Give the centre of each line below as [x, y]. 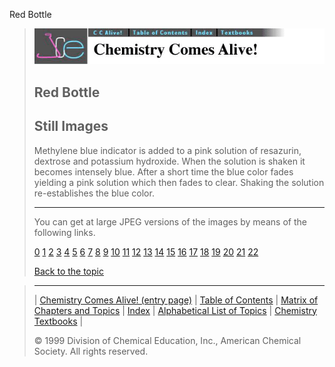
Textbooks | [58, 321]
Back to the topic [68, 271]
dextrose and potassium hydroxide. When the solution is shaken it [169, 161]
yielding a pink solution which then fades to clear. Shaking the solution [179, 182]
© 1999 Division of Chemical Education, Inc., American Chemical [167, 340]
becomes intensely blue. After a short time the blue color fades [163, 171]
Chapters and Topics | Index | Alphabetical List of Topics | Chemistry [175, 310]
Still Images [71, 126]
